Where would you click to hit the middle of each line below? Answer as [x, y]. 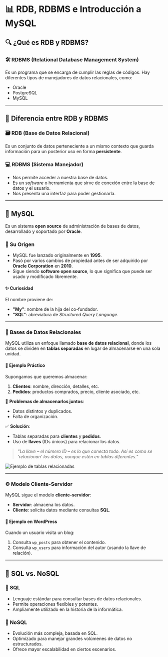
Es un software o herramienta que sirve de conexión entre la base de [83, 183]
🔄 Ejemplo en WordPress [31, 521]
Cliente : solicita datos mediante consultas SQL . [61, 510]
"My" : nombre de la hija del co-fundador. [55, 309]
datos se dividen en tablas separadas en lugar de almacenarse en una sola [83, 348]
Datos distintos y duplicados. [42, 411]
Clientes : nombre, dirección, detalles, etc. [55, 386]
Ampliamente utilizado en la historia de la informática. [68, 609]
